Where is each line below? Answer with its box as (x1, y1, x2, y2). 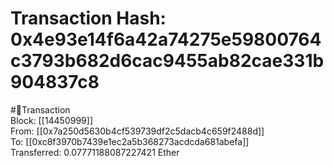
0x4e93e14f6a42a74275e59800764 (10, 28, 322, 51)
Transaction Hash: (10, 7, 167, 30)
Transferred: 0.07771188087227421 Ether (10, 146, 180, 158)
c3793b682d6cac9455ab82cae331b (10, 50, 325, 72)
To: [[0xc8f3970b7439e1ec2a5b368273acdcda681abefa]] (10, 135, 250, 147)
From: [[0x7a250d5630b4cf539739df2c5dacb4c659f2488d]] (10, 125, 265, 137)
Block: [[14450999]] (10, 114, 93, 126)
